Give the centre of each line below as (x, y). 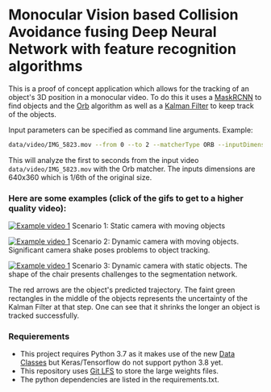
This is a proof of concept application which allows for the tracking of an (129, 88)
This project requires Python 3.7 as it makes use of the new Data (127, 354)
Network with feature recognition (122, 49)
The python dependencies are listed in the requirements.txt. (119, 380)
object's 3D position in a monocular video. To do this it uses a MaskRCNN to (135, 97)
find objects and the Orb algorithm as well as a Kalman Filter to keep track (131, 106)
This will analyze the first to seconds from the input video (104, 160)
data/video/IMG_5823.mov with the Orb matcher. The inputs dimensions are (132, 169)
